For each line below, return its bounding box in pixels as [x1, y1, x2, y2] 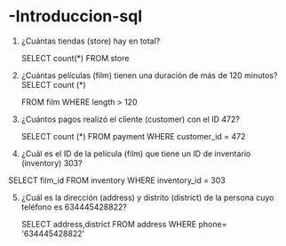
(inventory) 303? [20, 157, 83, 168]
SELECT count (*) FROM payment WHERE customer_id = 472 [20, 131, 246, 141]
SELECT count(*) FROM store [20, 52, 130, 63]
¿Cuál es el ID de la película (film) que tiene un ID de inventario [20, 148, 251, 159]
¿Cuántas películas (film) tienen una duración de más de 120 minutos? [20, 69, 278, 81]
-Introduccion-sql [8, 6, 143, 27]
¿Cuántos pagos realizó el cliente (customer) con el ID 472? [20, 114, 241, 124]
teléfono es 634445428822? [20, 202, 128, 212]
